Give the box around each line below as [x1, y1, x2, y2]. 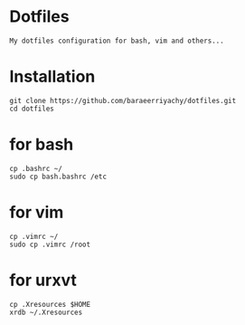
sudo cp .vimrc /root [9, 240, 91, 249]
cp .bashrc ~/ [9, 164, 63, 173]
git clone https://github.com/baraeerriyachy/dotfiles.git [9, 96, 237, 105]
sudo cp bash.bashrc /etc [9, 172, 107, 181]
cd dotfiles [9, 104, 54, 113]
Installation [9, 66, 96, 87]
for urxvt [9, 270, 77, 291]
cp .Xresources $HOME [9, 300, 91, 309]
